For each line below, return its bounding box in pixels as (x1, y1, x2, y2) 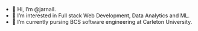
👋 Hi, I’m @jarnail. (11, 6, 56, 13)
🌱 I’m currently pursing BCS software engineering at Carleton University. (11, 18, 193, 25)
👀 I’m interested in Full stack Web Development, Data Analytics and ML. (11, 12, 190, 19)
